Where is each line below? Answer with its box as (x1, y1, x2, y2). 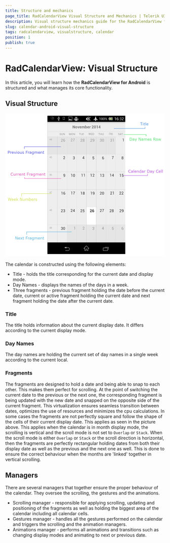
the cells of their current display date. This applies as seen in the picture (5, 419, 156, 425)
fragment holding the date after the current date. (12, 298, 114, 304)
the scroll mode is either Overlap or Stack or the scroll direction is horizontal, (5, 435, 164, 441)
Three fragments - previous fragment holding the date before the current (12, 287, 165, 293)
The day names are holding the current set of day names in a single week (5, 352, 158, 358)
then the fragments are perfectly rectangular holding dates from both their (5, 440, 160, 446)
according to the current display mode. (5, 327, 87, 333)
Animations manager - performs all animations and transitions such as (12, 526, 159, 532)
